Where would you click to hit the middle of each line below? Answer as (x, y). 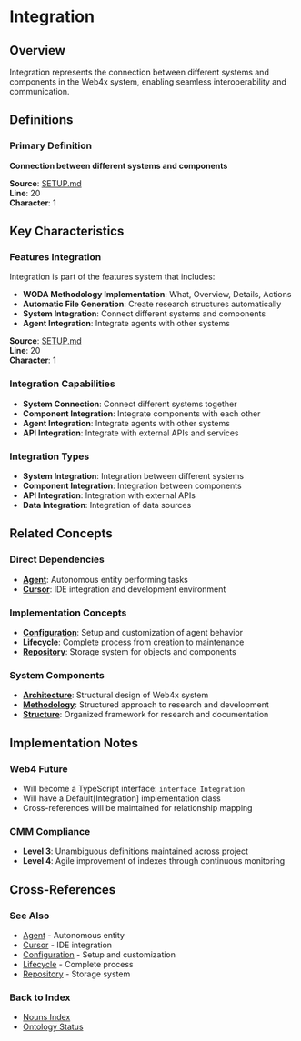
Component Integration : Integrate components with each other (141, 413)
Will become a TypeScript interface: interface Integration (134, 788)
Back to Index (40, 997)
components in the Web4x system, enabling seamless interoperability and (148, 82)
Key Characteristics (67, 231)
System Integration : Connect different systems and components (144, 314)
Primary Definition (51, 145)
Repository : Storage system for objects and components (129, 651)
